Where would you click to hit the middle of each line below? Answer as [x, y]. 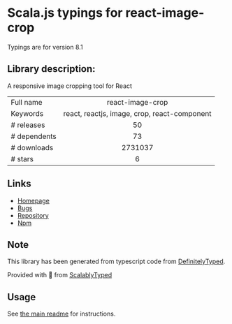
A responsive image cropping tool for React [70, 86]
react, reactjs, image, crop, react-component [137, 113]
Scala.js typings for [65, 13]
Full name [27, 102]
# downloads [32, 147]
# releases [28, 125]
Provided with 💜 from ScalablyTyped [60, 275]
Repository [33, 215]
